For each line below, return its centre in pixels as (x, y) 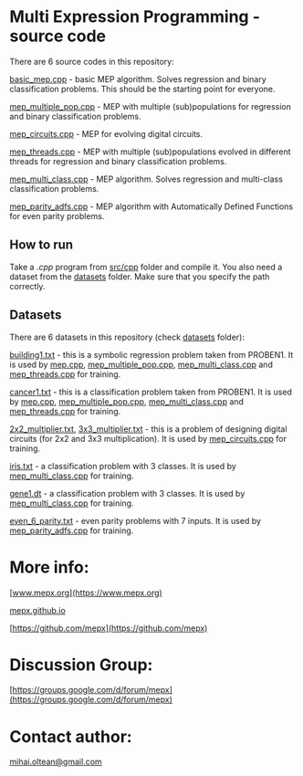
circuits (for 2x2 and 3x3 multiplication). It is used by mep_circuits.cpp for (148, 438)
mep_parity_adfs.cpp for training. (72, 530)
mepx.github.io (37, 610)
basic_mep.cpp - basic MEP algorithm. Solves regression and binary (138, 79)
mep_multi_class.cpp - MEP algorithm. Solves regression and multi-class (146, 179)
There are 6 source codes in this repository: (92, 61)
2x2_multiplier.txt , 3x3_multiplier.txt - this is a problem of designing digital (148, 429)
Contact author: (71, 736)
